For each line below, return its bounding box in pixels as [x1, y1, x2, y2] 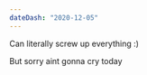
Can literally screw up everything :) [9, 38, 140, 49]
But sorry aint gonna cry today [9, 55, 124, 66]
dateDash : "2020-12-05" [9, 13, 99, 23]
